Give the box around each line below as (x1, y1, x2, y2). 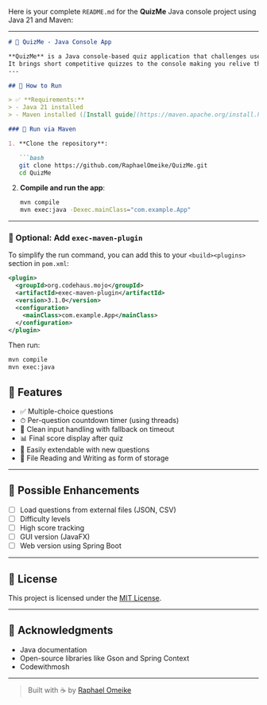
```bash (18, 154, 44, 162)
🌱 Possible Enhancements (8, 484, 140, 497)
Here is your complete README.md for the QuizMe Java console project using (8, 7, 257, 16)
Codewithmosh (19, 661, 70, 672)
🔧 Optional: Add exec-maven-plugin (8, 233, 143, 244)
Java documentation (19, 644, 87, 654)
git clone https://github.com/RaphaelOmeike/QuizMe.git (18, 161, 208, 170)
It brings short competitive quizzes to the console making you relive (8, 60, 250, 68)
